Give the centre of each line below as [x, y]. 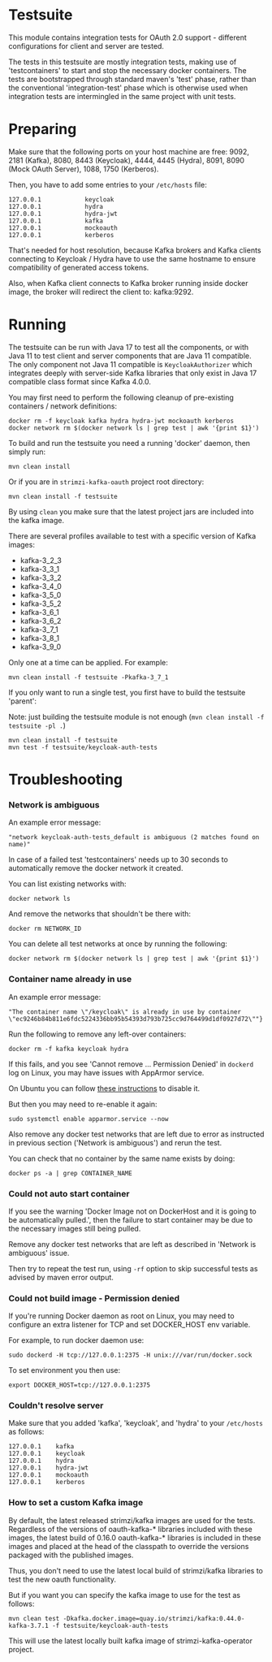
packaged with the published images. [71, 1555]
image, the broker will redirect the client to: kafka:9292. [101, 292]
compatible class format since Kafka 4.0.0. [80, 381]
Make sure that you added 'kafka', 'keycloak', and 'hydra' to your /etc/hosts [136, 1423]
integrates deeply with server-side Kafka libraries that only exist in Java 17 [133, 373]
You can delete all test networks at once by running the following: [118, 944]
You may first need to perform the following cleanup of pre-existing [121, 397]
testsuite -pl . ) [37, 725]
